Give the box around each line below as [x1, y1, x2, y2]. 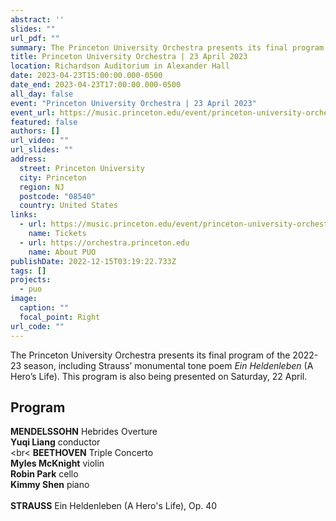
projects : [10, 275, 52, 285]
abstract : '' [10, 14, 65, 25]
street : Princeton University [19, 163, 145, 173]
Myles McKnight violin [10, 457, 105, 470]
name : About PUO [28, 247, 97, 257]
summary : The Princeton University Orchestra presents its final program [10, 42, 325, 53]
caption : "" [19, 303, 70, 313]
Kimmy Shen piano [10, 479, 90, 491]
